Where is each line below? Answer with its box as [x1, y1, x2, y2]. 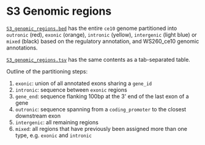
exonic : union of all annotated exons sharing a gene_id [15, 80, 152, 87]
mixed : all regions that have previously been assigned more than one [15, 125, 188, 132]
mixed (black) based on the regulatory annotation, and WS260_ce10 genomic [6, 37, 199, 45]
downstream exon [15, 112, 61, 119]
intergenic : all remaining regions [15, 118, 99, 126]
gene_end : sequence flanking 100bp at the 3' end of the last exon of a [15, 92, 189, 100]
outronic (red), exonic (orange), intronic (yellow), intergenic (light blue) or [6, 31, 197, 38]
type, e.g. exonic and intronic [15, 132, 92, 139]
